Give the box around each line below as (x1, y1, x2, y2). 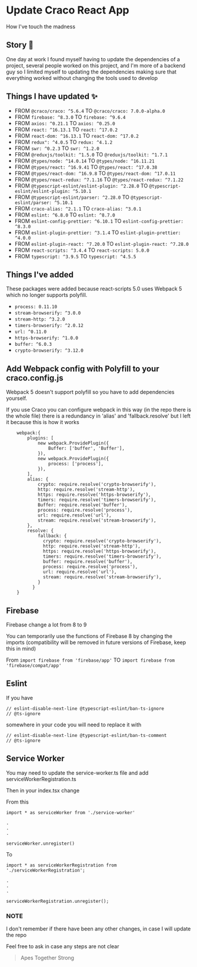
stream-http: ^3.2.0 (14, 316, 65, 322)
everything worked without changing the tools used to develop (6, 74, 158, 81)
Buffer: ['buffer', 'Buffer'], (48, 445, 125, 452)
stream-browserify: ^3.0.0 (14, 310, 81, 316)
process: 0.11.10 (14, 304, 58, 310)
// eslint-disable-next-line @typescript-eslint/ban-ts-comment (6, 732, 167, 738)
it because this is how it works (6, 419, 79, 426)
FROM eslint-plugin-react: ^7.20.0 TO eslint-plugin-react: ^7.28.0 (14, 240, 189, 247)
